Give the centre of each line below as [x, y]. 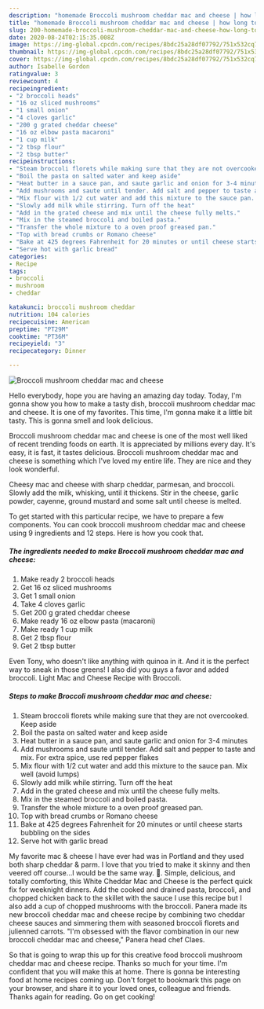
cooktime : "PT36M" [39, 336]
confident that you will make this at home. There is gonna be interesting [125, 971]
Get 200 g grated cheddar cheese [75, 612]
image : [20, 45]
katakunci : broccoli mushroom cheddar [72, 307]
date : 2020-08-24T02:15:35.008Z [61, 37]
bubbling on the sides [55, 832]
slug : [18, 30]
